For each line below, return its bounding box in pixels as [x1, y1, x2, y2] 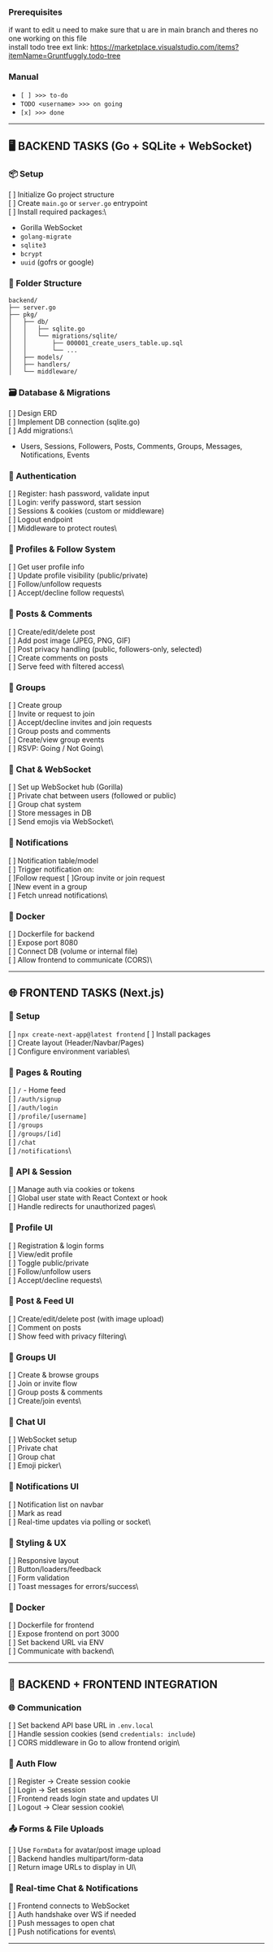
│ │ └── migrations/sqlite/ [8, 332, 118, 340]
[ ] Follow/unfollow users [8, 1266, 92, 1276]
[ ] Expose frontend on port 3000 [8, 1629, 119, 1639]
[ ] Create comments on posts [8, 653, 108, 662]
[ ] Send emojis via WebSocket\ [8, 817, 114, 827]
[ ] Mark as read [8, 1508, 63, 1517]
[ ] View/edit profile [8, 1249, 73, 1259]
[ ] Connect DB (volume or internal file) [8, 946, 138, 956]
